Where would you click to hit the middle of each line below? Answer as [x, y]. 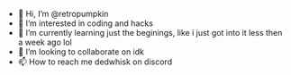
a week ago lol [45, 42]
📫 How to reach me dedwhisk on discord [95, 62]
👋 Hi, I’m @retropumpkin [63, 14]
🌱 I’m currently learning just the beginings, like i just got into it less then [150, 33]
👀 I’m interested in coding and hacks [85, 23]
